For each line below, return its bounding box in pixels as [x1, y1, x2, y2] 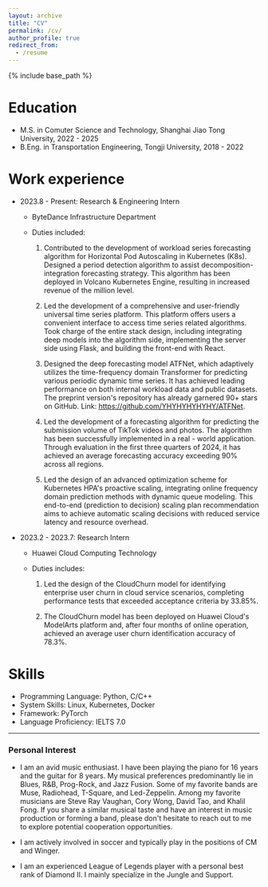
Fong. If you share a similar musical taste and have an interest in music [19, 805, 253, 815]
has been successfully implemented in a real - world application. [43, 433, 257, 444]
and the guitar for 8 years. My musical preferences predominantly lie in [19, 771, 254, 781]
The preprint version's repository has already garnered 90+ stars [43, 392, 258, 402]
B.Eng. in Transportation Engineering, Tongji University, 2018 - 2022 [19, 141, 244, 152]
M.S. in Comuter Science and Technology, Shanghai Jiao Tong [19, 125, 226, 134]
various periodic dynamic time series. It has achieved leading [43, 376, 246, 385]
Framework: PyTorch [19, 708, 89, 718]
